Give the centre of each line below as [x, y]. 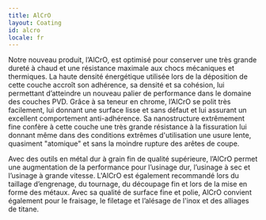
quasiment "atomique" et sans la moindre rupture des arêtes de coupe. [124, 144]
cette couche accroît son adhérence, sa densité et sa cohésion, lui [116, 85]
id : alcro [25, 30]
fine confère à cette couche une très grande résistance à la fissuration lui [127, 127]
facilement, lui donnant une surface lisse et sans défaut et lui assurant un [127, 110]
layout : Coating [35, 23]
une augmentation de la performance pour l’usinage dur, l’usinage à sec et [129, 167]
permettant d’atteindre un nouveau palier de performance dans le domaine [130, 93]
